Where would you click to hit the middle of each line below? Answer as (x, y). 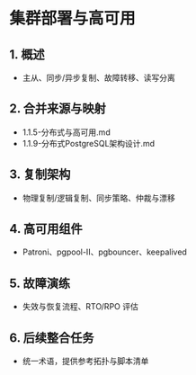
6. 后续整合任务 (52, 338)
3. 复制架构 (40, 175)
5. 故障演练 (40, 283)
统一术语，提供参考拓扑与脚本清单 (85, 362)
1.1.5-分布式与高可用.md (66, 132)
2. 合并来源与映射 (58, 109)
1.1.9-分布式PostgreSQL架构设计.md (89, 143)
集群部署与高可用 (73, 18)
